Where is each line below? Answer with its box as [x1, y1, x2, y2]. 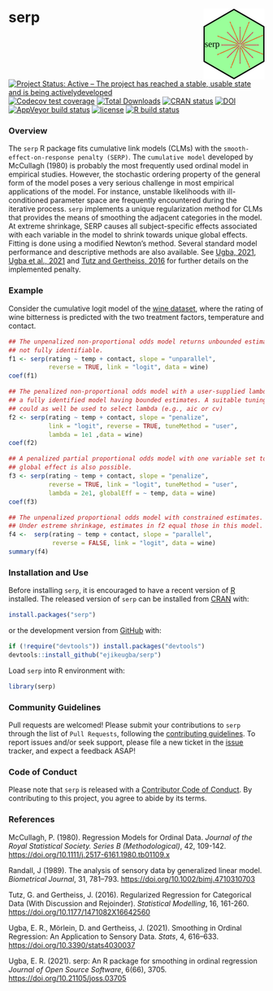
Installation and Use [8, 566, 89, 578]
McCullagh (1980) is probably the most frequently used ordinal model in [8, 161, 249, 171]
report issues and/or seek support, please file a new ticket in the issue [8, 737, 244, 747]
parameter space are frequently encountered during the [50, 195, 237, 205]
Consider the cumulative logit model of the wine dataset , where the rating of [8, 303, 264, 313]
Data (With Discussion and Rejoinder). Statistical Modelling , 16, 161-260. [8, 898, 249, 908]
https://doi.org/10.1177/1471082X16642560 [8, 907, 150, 917]
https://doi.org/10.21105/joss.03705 [8, 973, 127, 983]
